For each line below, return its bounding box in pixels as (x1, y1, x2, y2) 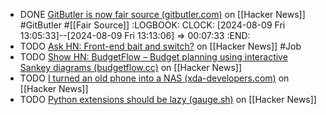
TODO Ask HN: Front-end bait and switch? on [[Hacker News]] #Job (19, 40, 302, 52)
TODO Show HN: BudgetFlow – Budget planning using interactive (19, 51, 288, 63)
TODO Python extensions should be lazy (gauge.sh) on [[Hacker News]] (19, 94, 317, 105)
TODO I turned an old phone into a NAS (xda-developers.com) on (19, 72, 290, 84)
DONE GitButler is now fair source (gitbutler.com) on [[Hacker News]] (19, 9, 306, 20)
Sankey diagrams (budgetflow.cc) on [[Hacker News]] (19, 62, 243, 73)
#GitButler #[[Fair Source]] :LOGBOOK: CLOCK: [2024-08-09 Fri (19, 19, 286, 31)
